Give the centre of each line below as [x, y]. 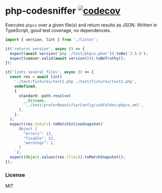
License [15, 175]
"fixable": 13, [39, 138]
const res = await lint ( [36, 77]
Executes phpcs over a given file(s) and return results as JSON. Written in [81, 25]
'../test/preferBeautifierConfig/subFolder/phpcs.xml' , [84, 105]
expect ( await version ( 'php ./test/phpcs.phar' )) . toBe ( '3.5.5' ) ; [79, 53]
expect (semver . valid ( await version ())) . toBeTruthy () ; [68, 58]
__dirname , [35, 101]
